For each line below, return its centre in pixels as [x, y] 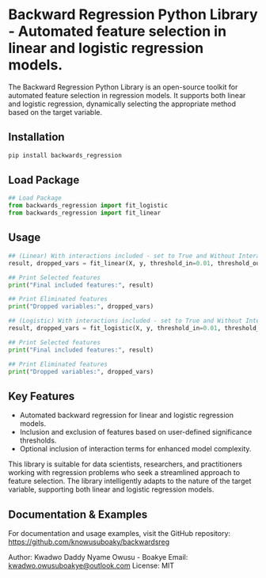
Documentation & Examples [78, 514]
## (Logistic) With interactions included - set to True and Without [125, 321]
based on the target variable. [55, 112]
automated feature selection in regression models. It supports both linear [127, 95]
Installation [36, 137]
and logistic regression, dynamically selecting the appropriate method [122, 104]
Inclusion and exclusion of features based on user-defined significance [136, 432]
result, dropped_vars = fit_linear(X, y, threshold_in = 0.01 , [111, 263]
